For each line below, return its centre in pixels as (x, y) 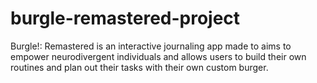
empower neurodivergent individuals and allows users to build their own (158, 56)
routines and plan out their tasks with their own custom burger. (139, 67)
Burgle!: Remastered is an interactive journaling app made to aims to (151, 46)
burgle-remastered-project (125, 18)
